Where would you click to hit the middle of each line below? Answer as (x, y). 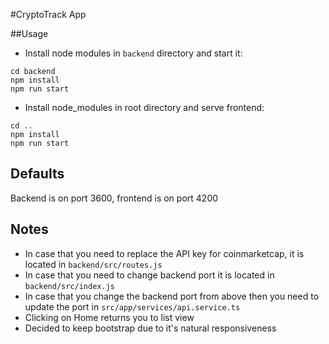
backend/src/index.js (69, 286)
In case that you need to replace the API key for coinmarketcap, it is (164, 253)
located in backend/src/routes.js (93, 264)
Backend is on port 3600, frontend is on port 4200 (114, 198)
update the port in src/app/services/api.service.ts (132, 306)
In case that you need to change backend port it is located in (149, 275)
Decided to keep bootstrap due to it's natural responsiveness (150, 328)
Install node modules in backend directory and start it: (133, 53)
